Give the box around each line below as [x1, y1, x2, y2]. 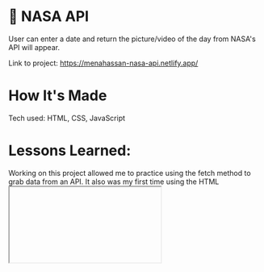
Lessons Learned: [8, 141, 132, 160]
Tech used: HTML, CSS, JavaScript [8, 113, 126, 123]
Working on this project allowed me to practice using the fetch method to [8, 168, 252, 178]
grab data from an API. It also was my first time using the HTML [8, 177, 220, 186]
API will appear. [8, 42, 61, 52]
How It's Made [8, 86, 107, 105]
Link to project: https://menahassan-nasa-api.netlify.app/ [8, 58, 199, 68]
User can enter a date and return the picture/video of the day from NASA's [8, 34, 256, 44]
